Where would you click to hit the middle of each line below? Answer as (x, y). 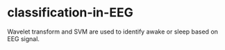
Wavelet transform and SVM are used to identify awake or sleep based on (113, 32)
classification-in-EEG (70, 13)
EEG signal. (24, 38)
